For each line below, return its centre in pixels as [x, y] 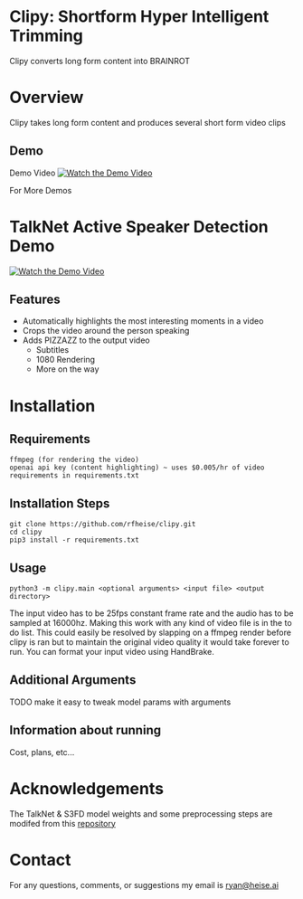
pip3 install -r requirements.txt [75, 540]
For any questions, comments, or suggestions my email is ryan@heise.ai [144, 885]
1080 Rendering [66, 360]
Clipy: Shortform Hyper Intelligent [139, 17]
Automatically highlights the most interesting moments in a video [143, 321]
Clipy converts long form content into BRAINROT [99, 61]
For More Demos [41, 190]
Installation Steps [60, 503]
